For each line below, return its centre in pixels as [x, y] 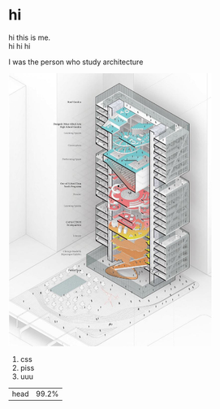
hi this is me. [30, 37]
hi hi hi [19, 46]
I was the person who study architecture [76, 62]
